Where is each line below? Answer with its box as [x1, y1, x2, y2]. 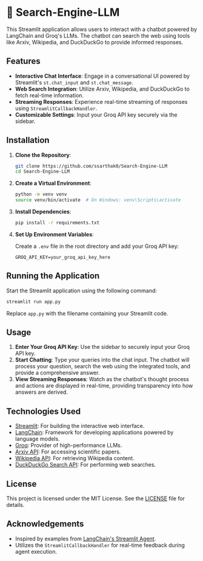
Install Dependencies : [15, 208, 72, 215]
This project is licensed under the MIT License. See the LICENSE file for [6, 495, 185, 502]
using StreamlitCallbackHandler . [15, 105, 98, 112]
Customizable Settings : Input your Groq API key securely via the [15, 111, 178, 118]
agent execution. [15, 548, 58, 555]
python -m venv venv [15, 191, 67, 198]
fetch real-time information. [15, 91, 84, 99]
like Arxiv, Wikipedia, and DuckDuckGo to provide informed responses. [6, 38, 184, 46]
